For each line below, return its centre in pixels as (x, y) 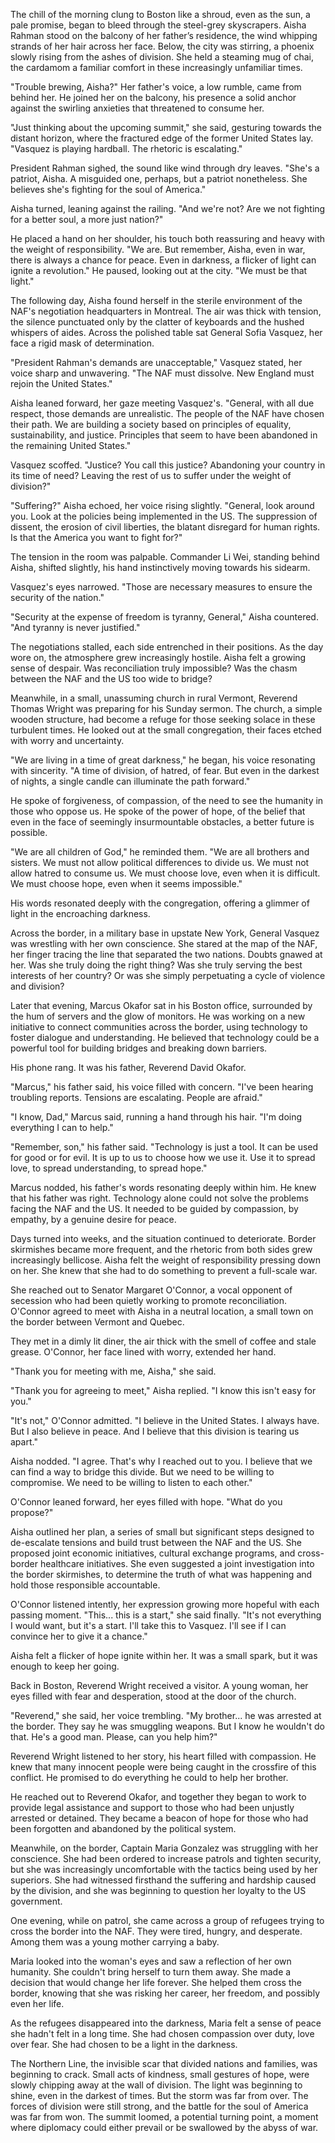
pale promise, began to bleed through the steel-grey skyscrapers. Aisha (158, 25)
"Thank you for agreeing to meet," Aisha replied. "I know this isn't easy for (163, 1390)
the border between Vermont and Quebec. (97, 1322)
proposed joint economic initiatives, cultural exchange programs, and (153, 1553)
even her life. (37, 2003)
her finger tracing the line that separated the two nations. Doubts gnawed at (166, 954)
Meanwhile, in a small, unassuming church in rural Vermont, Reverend (154, 698)
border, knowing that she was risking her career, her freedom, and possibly (165, 1993)
